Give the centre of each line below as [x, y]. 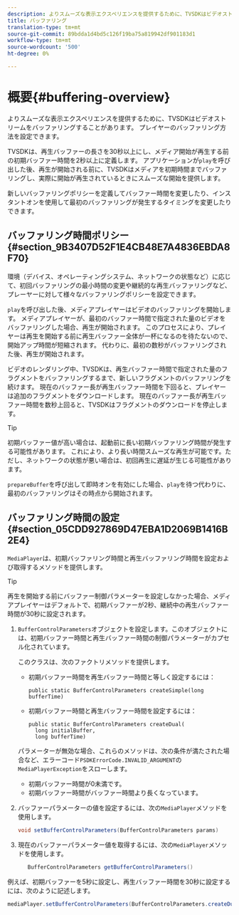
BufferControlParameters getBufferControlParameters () [110, 867]
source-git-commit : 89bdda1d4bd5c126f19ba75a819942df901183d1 [101, 34]
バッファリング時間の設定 [63, 518]
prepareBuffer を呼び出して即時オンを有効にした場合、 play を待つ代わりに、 [118, 484]
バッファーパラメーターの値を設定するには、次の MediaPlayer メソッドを [122, 808]
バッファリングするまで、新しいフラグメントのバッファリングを [138, 377]
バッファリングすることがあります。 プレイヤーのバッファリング [126, 127]
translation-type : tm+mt [44, 27]
